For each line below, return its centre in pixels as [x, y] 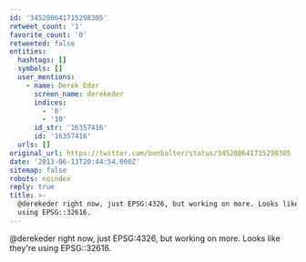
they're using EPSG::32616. [61, 247]
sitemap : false [38, 170]
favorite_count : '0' [49, 35]
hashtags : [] [42, 60]
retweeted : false [42, 43]
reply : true [32, 187]
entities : [28, 52]
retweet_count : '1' [46, 26]
